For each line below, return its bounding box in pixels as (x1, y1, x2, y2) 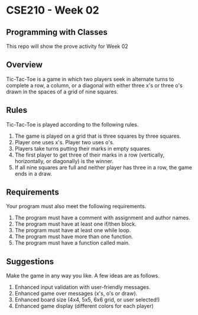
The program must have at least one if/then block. (14, 220, 137, 228)
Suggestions (6, 256, 54, 267)
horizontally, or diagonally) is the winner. (14, 157, 114, 164)
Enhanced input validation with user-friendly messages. (14, 284, 151, 291)
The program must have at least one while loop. (14, 227, 131, 234)
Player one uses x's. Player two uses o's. (14, 138, 115, 145)
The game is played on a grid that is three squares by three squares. (14, 132, 181, 139)
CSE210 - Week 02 (6, 4, 99, 17)
